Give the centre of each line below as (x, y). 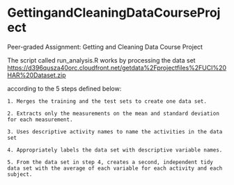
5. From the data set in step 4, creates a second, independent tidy (110, 162)
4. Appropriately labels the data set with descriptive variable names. (115, 150)
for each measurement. (40, 120)
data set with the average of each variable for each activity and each (115, 168)
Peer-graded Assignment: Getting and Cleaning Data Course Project (105, 47)
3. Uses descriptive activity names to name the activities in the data (115, 131)
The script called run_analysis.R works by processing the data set (102, 60)
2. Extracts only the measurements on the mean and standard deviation (113, 113)
